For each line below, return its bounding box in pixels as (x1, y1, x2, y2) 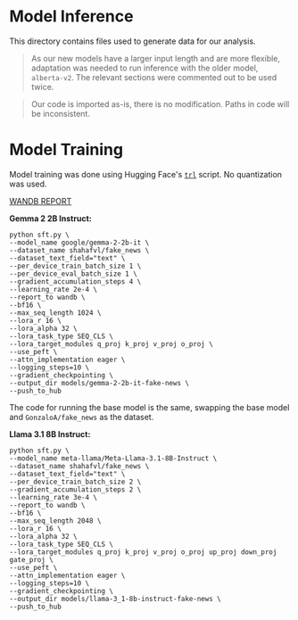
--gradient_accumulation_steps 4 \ (9, 277, 142, 286)
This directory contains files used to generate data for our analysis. (9, 36, 256, 46)
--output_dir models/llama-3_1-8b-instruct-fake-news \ (9, 594, 221, 603)
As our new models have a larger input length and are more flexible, (30, 53, 281, 63)
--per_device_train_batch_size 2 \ (9, 477, 142, 486)
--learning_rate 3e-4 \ (9, 492, 98, 501)
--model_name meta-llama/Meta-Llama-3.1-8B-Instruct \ (9, 453, 218, 463)
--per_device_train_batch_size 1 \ (9, 261, 142, 270)
